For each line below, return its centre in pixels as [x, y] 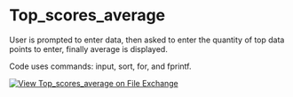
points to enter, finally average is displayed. [89, 48]
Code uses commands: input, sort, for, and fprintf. [100, 66]
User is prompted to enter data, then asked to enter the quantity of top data [147, 40]
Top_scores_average [87, 15]
